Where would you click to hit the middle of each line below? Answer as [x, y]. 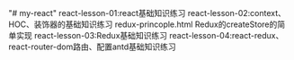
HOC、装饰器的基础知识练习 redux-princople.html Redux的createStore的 [143, 24]
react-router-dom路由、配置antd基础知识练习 [92, 47]
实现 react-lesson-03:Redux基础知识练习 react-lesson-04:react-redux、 [150, 35]
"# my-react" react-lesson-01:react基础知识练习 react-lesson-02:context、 [147, 13]
